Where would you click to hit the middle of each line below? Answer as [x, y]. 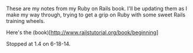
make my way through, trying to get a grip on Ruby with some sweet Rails [96, 15]
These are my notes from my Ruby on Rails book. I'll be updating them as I [97, 9]
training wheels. [26, 21]
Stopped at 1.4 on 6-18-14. [38, 44]
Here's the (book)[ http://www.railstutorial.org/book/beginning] [82, 32]
